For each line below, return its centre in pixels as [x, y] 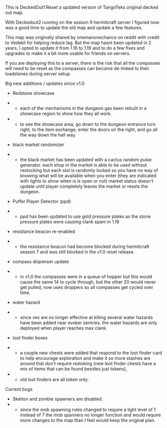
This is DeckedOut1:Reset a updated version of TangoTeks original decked [82, 7]
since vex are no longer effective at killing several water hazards [86, 317]
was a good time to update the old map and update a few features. [74, 28]
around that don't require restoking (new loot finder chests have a [88, 364]
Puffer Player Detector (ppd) [42, 201]
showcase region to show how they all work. [66, 113]
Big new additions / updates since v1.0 [45, 83]
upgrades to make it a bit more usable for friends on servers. [68, 53]
